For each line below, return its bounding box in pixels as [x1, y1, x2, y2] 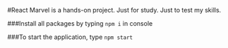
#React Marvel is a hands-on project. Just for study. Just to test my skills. [7, 6, 222, 14]
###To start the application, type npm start [7, 33, 133, 41]
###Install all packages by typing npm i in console [7, 19, 153, 27]
